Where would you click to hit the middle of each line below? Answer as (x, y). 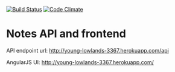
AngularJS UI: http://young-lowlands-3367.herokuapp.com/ (80, 62)
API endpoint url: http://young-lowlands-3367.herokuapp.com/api (87, 50)
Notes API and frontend (66, 34)
